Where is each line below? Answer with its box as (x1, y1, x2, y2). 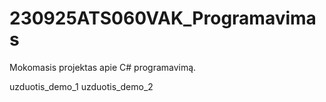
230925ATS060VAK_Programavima (9, 7, 317, 30)
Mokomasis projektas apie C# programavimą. (9, 61, 197, 73)
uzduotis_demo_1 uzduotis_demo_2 (9, 80, 154, 92)
